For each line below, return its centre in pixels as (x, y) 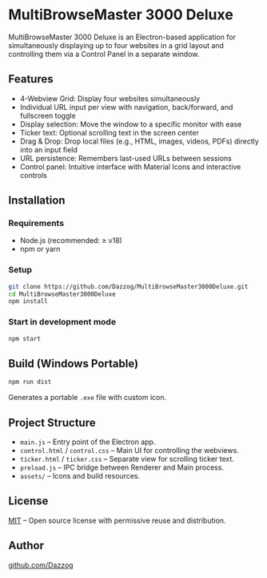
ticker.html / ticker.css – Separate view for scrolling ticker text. (127, 459)
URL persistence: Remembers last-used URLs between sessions (126, 158)
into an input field (49, 149)
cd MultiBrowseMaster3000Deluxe (62, 294)
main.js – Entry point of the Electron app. (88, 442)
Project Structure (52, 422)
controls (34, 175)
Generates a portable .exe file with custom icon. (88, 398)
